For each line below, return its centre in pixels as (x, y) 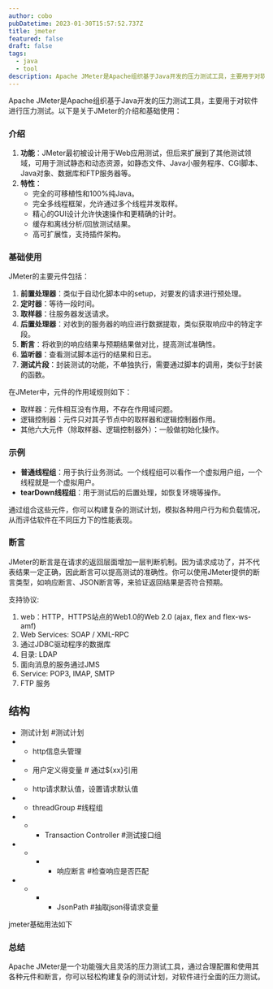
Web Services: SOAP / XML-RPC (75, 634)
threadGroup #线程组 (67, 807)
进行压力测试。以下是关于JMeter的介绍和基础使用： (95, 110)
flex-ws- (237, 616)
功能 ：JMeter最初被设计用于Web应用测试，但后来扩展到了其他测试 (132, 153)
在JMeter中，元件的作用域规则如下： (70, 392)
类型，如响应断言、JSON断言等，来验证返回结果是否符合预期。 (121, 582)
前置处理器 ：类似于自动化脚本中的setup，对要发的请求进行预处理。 (133, 294)
